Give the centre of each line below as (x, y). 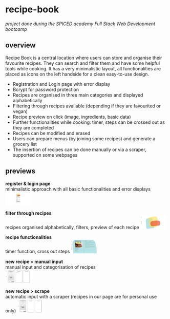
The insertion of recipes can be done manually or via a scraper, (80, 149)
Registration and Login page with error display (61, 84)
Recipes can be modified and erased (51, 133)
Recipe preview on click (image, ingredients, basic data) (72, 117)
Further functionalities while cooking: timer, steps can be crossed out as (89, 122)
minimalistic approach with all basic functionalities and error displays (78, 189)
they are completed (33, 127)
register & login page (28, 183)
